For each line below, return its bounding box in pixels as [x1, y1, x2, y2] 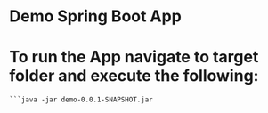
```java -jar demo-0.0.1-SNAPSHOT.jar [9, 95, 153, 104]
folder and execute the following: [9, 66, 259, 86]
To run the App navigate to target [9, 47, 259, 68]
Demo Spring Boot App [9, 6, 183, 27]
